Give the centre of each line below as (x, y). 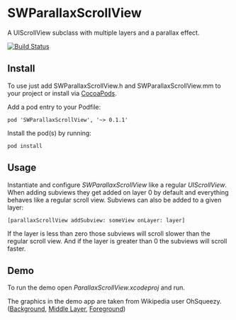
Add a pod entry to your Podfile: (54, 107)
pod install (25, 146)
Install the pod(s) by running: (50, 133)
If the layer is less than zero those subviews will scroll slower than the (109, 233)
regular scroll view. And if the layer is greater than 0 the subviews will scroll (117, 241)
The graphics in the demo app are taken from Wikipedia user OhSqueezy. (114, 302)
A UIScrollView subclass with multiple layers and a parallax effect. (103, 33)
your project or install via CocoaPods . (62, 93)
